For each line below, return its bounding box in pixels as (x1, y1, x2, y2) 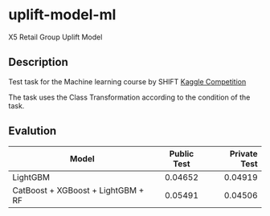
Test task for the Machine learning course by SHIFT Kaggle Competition (8, 76, 247, 86)
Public (169, 148, 194, 159)
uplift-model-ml (8, 6, 117, 24)
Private (229, 148, 258, 159)
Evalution (8, 124, 57, 138)
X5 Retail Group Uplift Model (8, 32, 103, 42)
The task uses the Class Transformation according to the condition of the (8, 92, 251, 102)
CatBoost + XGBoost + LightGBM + (12, 185, 145, 196)
